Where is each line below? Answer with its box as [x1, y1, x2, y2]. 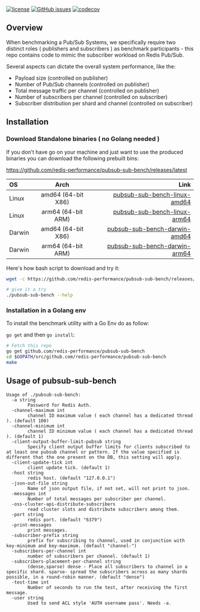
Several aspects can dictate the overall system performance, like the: [6, 63, 176, 70]
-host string [11, 470, 44, 476]
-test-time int [11, 579, 49, 585]
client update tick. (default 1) [27, 464, 111, 470]
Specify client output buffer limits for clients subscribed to [27, 444, 190, 449]
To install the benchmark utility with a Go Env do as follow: [6, 320, 149, 327]
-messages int [11, 491, 46, 497]
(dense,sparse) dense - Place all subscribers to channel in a [27, 563, 187, 570]
